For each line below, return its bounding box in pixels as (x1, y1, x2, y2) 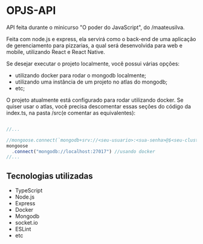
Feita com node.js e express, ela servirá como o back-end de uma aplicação (6, 35, 196, 42)
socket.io (14, 219, 38, 226)
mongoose (6, 143, 28, 149)
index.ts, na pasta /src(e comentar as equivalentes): (6, 109, 136, 116)
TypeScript (14, 187, 43, 194)
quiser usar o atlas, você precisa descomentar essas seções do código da (6, 102, 192, 110)
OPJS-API (6, 4, 56, 18)
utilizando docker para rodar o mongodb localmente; (14, 71, 147, 79)
